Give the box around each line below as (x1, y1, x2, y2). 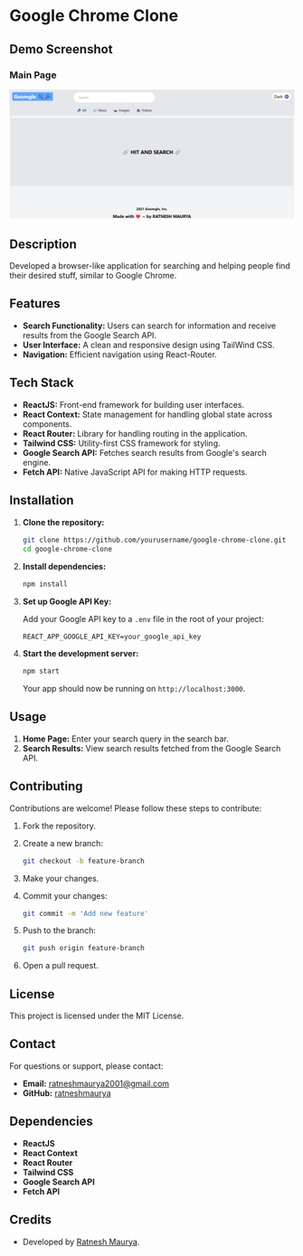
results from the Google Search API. (22, 329, 156, 340)
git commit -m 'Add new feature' (22, 909, 149, 918)
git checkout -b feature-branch (22, 856, 145, 865)
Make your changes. (22, 873, 99, 883)
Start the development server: (22, 648, 139, 659)
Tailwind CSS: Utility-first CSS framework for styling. (22, 438, 221, 449)
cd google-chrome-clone (22, 544, 113, 554)
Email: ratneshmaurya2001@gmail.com (22, 1078, 170, 1089)
